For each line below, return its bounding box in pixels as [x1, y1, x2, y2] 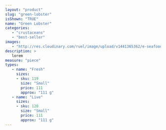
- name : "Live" [11, 94, 43, 99]
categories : [5, 26, 30, 31]
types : [5, 62, 19, 67]
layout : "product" [5, 7, 43, 12]
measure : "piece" [5, 58, 41, 63]
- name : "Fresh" [11, 67, 45, 72]
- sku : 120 [16, 104, 39, 109]
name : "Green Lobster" [5, 21, 52, 26]
